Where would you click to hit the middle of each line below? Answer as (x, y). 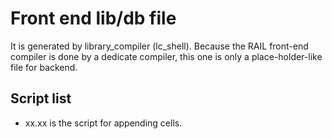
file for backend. (44, 67)
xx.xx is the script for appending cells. (103, 123)
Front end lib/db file (93, 18)
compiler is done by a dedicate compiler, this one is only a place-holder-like (166, 56)
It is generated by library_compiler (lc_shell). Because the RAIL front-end (159, 46)
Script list (41, 98)
